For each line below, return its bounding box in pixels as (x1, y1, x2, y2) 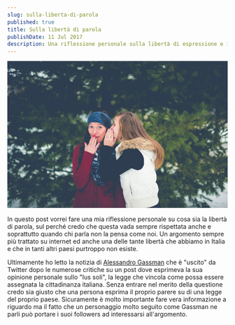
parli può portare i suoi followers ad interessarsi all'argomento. (7, 310, 187, 319)
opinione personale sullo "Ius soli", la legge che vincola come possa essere (7, 273, 224, 282)
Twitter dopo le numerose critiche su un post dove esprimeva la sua (7, 266, 203, 274)
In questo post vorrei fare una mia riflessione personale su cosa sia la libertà (7, 215, 227, 223)
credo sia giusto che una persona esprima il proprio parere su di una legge (7, 288, 222, 296)
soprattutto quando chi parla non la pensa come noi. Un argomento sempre (7, 230, 225, 239)
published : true (7, 18, 55, 26)
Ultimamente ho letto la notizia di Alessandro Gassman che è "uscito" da (7, 258, 216, 266)
